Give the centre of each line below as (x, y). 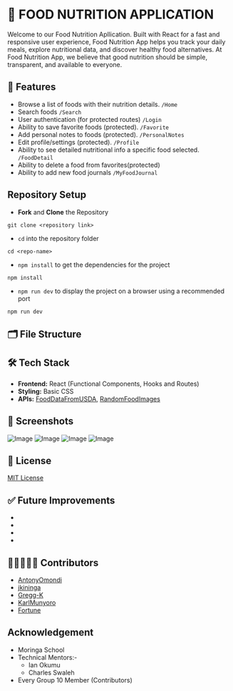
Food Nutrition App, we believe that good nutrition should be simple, (108, 57)
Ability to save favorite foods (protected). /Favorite (93, 127)
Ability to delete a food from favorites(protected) (89, 165)
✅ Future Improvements (61, 500)
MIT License (26, 478)
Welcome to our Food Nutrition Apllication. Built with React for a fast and (114, 34)
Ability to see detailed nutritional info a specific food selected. (108, 150)
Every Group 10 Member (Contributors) (75, 680)
